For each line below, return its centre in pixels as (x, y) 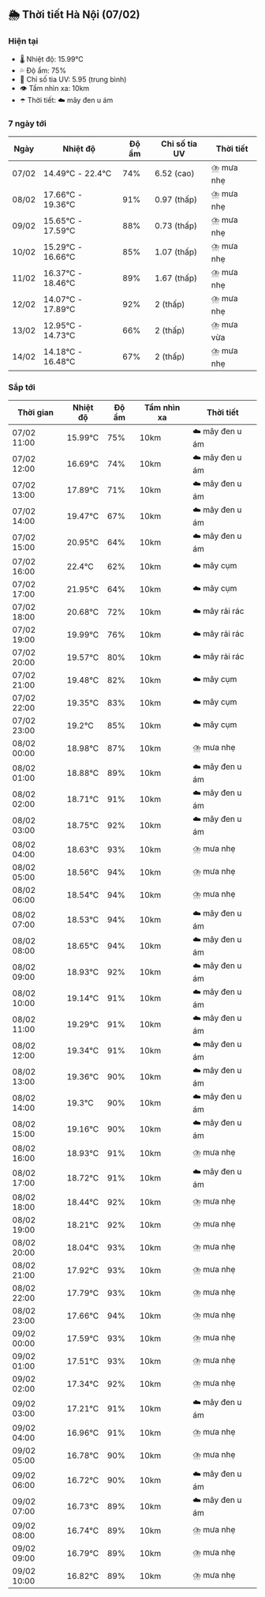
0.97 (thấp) (176, 200)
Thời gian (35, 412)
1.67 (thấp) (176, 278)
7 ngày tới (28, 123)
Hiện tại (23, 41)
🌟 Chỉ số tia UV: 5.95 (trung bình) (73, 79)
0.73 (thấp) (176, 226)
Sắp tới (22, 387)
